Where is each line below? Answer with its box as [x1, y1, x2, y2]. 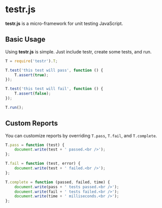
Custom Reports [5, 119, 58, 128]
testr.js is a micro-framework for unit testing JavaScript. [5, 20, 123, 26]
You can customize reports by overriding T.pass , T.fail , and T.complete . [5, 132, 157, 138]
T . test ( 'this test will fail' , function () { [5, 86, 103, 92]
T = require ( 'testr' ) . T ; [5, 58, 58, 64]
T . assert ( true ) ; [14, 72, 49, 77]
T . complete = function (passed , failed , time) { [5, 180, 110, 185]
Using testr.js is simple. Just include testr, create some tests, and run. [5, 48, 152, 54]
